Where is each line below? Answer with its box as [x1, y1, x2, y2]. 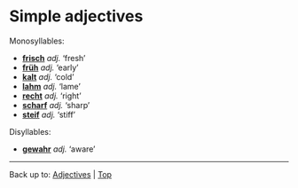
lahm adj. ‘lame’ [21, 81, 82, 91]
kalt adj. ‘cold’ [21, 71, 74, 82]
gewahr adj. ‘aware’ [21, 144, 96, 154]
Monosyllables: [9, 35, 65, 46]
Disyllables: [9, 126, 51, 137]
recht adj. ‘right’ [21, 90, 82, 101]
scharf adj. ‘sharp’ [21, 99, 90, 110]
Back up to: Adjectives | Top [9, 168, 113, 179]
